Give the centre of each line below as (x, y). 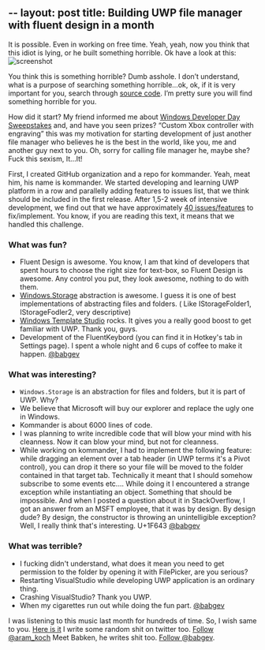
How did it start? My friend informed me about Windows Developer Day (124, 117)
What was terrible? (45, 546)
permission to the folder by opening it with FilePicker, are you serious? (134, 572)
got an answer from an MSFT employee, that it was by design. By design (138, 509)
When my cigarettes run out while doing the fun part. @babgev (122, 605)
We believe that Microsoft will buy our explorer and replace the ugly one (136, 409)
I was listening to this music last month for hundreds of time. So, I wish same (132, 620)
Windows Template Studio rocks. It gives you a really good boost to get (135, 321)
